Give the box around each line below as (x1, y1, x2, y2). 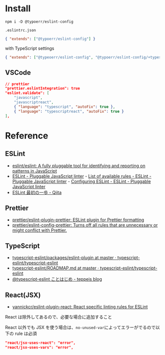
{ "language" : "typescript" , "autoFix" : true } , (14, 104, 115, 109)
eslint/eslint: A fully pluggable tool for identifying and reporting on (12, 163, 146, 169)
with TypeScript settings (5, 45, 55, 51)
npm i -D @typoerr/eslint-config (5, 19, 74, 24)
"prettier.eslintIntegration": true (5, 86, 80, 91)
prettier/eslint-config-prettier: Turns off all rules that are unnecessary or (12, 222, 158, 228)
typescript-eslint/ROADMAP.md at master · (12, 265, 99, 271)
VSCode (5, 68, 31, 77)
